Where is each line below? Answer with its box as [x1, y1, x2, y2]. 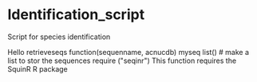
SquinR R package [7, 64, 69, 73]
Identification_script [7, 6, 145, 24]
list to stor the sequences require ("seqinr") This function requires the [7, 56, 237, 65]
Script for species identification [7, 32, 111, 41]
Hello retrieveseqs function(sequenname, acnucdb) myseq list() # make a [7, 47, 249, 57]
